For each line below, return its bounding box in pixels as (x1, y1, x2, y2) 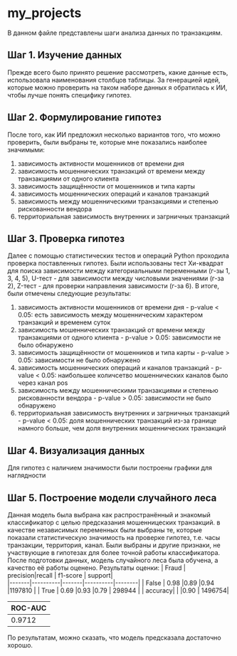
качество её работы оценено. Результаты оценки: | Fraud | (7, 564, 186, 572)
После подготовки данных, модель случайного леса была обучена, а (7, 556, 218, 564)
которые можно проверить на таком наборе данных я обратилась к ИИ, (7, 83, 228, 92)
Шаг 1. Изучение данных (7, 49, 122, 61)
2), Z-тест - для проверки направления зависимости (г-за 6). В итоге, (7, 282, 219, 290)
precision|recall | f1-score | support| (7, 571, 113, 579)
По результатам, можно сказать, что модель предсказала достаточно (7, 633, 222, 642)
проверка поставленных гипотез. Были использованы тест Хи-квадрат (7, 259, 224, 268)
